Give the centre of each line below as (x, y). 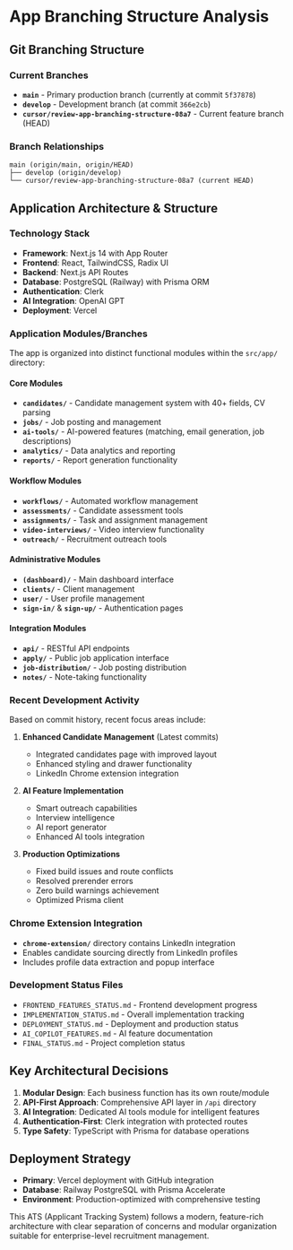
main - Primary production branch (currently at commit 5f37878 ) (139, 94)
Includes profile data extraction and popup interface (118, 962)
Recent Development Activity (75, 699)
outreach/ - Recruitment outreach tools (95, 539)
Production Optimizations (71, 855)
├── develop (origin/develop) (66, 173)
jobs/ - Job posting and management (91, 422)
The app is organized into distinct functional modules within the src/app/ (143, 353)
